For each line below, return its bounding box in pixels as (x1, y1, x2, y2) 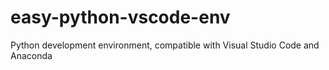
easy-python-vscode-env (10, 6, 231, 29)
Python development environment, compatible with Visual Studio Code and (10, 39, 320, 51)
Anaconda (10, 49, 53, 61)
